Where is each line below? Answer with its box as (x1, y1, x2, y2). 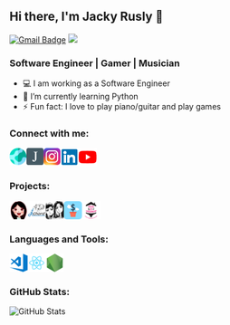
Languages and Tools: (9, 233, 109, 245)
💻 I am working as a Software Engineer (22, 78, 170, 89)
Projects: (9, 180, 51, 193)
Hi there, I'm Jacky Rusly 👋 (9, 9, 164, 24)
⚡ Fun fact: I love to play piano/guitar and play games (22, 101, 222, 112)
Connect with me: (9, 128, 90, 140)
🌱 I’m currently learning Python (22, 91, 139, 102)
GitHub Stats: (9, 285, 71, 298)
